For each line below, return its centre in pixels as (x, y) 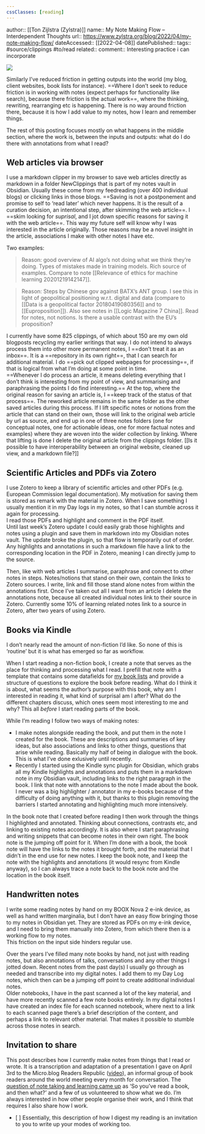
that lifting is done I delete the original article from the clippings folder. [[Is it (102, 441)
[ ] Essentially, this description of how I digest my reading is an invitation (106, 1117)
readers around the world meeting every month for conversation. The (94, 1079)
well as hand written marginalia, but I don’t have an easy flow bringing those (102, 916)
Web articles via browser (55, 163)
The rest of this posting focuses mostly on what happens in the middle (95, 130)
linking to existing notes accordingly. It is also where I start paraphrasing (98, 830)
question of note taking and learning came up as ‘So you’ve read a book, (98, 1086)
